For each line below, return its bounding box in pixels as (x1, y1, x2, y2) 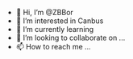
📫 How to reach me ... (15, 42, 91, 51)
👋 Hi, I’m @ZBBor (15, 8, 74, 17)
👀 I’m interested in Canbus (15, 16, 104, 26)
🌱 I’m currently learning (15, 25, 94, 33)
